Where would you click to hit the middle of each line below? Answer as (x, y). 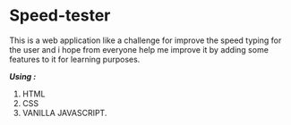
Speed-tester (60, 16)
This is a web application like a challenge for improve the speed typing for (145, 40)
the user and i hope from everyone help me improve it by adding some (139, 49)
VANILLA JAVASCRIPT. (64, 112)
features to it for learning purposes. (75, 59)
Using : (23, 76)
